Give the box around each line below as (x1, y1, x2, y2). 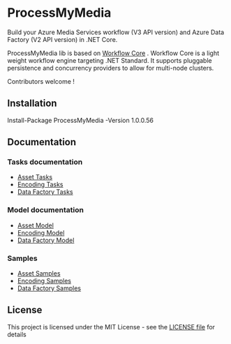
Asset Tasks (17, 173, 53, 181)
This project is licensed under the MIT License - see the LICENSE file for (7, 322, 215, 331)
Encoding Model (17, 228, 65, 237)
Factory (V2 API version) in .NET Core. (7, 35, 118, 43)
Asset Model (17, 221, 54, 230)
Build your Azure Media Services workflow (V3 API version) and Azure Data (7, 28, 225, 36)
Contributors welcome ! (7, 77, 75, 85)
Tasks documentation (7, 157, 83, 167)
